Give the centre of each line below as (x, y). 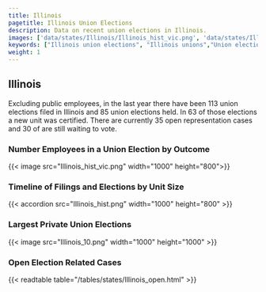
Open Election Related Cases (65, 262)
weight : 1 (25, 52)
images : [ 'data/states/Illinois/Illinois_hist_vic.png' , (104, 38)
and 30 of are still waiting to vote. (63, 128)
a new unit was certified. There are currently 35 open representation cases (131, 120)
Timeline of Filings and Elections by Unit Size (96, 187)
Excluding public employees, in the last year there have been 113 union (123, 103)
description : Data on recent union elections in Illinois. (108, 30)
